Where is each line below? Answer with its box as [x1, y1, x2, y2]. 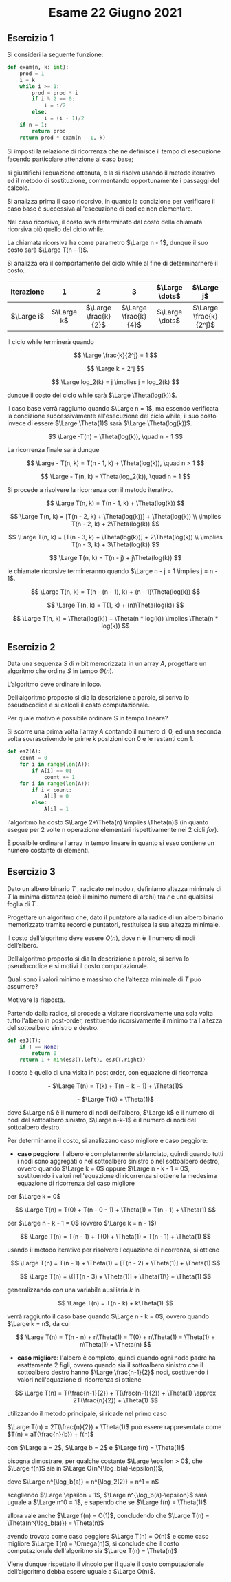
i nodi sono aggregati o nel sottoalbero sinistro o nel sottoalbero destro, [16, 1157, 220, 1166]
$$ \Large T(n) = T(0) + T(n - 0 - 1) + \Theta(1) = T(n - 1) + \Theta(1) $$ [14, 1206, 217, 1214]
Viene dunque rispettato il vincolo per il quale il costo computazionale [7, 1560, 205, 1568]
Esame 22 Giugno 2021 [48, 5, 183, 21]
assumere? [7, 982, 38, 990]
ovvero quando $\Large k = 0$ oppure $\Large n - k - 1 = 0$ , [16, 1164, 190, 1173]
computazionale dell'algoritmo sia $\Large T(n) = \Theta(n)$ [7, 1547, 177, 1555]
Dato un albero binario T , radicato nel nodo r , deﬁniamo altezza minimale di [7, 884, 222, 892]
